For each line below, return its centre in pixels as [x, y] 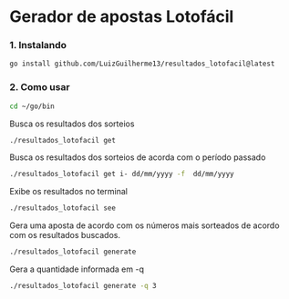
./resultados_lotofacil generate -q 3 [83, 286]
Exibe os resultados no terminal [68, 192]
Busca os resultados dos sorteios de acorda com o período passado [138, 157]
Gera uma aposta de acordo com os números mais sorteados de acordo [144, 225]
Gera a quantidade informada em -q [77, 269]
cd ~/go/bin [32, 106]
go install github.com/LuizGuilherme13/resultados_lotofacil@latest [142, 64]
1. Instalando [38, 45]
